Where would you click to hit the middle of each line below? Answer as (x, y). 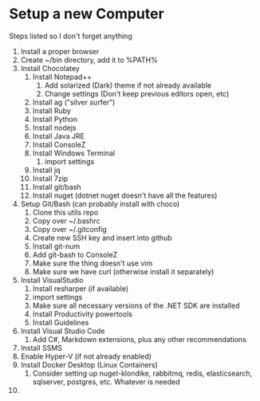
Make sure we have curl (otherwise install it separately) (123, 271)
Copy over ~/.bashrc (66, 221)
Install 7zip (50, 178)
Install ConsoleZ (59, 144)
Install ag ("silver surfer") (74, 102)
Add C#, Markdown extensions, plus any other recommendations (139, 339)
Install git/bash (57, 187)
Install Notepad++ (62, 77)
